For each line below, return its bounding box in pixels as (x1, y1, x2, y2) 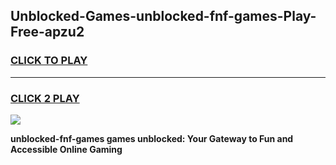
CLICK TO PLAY (10, 54, 88, 68)
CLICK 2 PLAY (10, 91, 80, 105)
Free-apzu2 (10, 24, 85, 41)
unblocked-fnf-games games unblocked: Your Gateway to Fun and (10, 132, 294, 144)
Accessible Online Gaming (10, 143, 123, 155)
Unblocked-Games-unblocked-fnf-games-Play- (10, 8, 317, 25)
